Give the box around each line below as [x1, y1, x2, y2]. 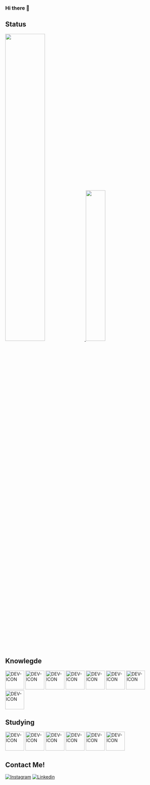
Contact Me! [5, 760, 45, 769]
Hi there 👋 [5, 5, 30, 12]
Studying [5, 718, 35, 727]
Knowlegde [5, 657, 42, 666]
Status [5, 20, 27, 29]
